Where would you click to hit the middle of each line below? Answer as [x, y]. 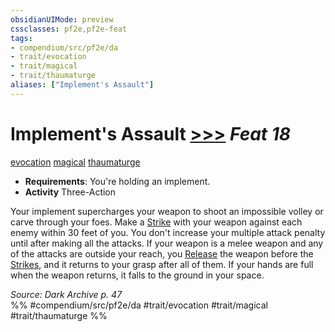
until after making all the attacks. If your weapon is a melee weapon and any [167, 243]
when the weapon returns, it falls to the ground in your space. [137, 275]
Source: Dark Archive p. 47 [66, 294]
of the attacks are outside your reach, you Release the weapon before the [162, 253]
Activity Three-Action [70, 192]
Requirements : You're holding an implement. [117, 181]
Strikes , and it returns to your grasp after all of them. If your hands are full [162, 264]
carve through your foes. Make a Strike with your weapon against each [156, 222]
